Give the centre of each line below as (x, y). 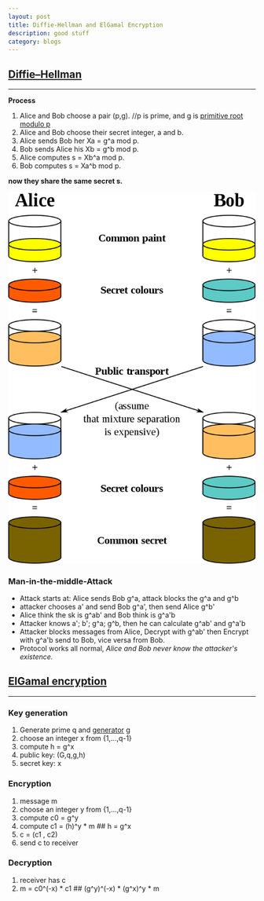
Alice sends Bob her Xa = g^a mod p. (79, 141)
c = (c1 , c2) (38, 834)
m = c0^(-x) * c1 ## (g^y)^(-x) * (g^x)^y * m (89, 888)
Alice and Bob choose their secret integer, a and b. (101, 133)
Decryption (30, 863)
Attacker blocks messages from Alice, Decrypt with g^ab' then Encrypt (134, 632)
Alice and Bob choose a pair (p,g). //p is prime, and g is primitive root (131, 116)
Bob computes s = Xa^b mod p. (70, 166)
